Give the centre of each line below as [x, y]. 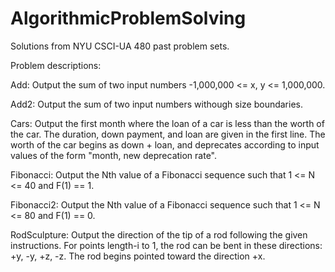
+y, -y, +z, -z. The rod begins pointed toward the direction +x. [138, 256]
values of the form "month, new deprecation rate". [114, 155]
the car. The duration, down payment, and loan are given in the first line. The [168, 134]
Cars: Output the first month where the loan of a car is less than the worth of [167, 123]
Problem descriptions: [56, 65]
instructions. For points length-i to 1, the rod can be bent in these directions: [166, 245]
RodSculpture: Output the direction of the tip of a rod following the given [159, 234]
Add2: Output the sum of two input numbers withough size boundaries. [157, 104]
